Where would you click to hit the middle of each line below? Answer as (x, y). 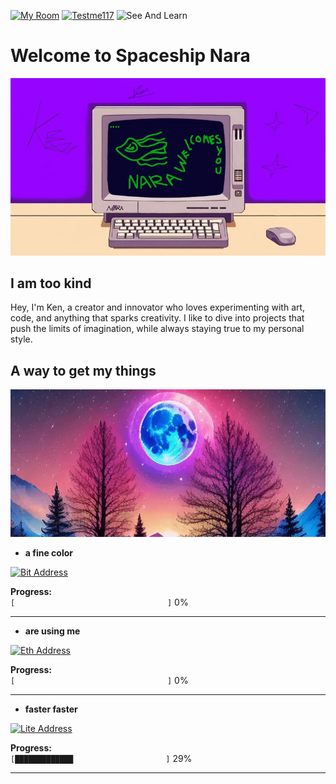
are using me (52, 631)
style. (21, 339)
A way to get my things (83, 370)
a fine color (48, 553)
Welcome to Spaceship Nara (130, 56)
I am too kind (51, 283)
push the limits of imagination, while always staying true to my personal (157, 329)
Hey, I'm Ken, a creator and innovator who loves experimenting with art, (158, 307)
